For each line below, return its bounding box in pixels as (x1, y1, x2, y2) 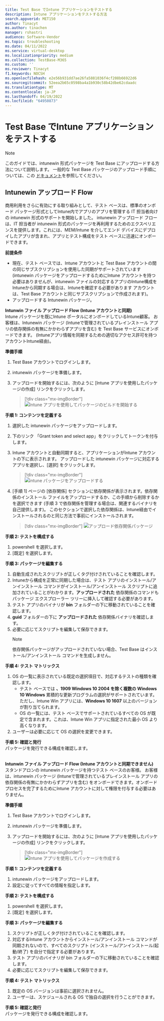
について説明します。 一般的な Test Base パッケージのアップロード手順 (9, 167, 153, 173)
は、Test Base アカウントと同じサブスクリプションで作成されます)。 (12, 291, 151, 296)
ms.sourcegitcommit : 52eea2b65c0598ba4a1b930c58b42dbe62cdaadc (5, 80, 137, 85)
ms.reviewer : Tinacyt (5, 67, 49, 72)
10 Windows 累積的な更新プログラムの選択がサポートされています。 (19, 692, 158, 698)
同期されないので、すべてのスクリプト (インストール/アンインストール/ (12, 942, 155, 948)
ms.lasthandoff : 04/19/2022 (5, 94, 63, 99)
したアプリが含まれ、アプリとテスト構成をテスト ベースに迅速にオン (9, 233, 148, 239)
